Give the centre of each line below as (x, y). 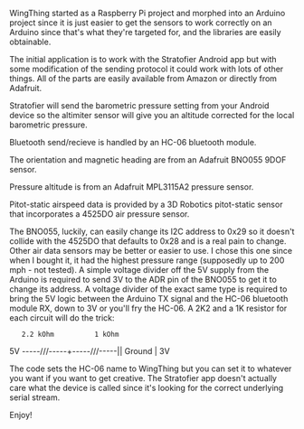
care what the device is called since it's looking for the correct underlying (147, 388)
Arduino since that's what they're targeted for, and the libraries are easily (146, 32)
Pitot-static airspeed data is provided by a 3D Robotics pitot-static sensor (146, 204)
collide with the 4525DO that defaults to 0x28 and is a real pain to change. (148, 241)
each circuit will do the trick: (62, 318)
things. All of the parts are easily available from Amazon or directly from (143, 79)
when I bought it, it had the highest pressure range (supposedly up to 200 (147, 260)
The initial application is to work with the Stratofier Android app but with (143, 59)
